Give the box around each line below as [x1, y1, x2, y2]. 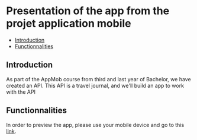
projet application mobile [6, 17, 131, 30]
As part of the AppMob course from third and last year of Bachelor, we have [6, 75, 191, 82]
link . [6, 128, 17, 135]
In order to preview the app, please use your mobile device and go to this [6, 121, 185, 128]
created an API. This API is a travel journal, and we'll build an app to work [6, 82, 185, 89]
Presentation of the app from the [6, 4, 170, 18]
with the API [6, 88, 35, 96]
